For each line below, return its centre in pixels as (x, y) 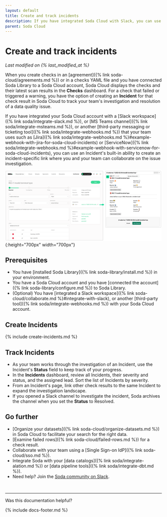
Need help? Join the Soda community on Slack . (61, 476)
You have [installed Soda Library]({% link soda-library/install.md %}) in (85, 272)
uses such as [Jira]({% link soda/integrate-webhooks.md (64, 137)
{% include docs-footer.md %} (37, 510)
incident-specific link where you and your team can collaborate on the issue (83, 159)
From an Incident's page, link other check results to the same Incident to (86, 386)
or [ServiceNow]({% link (124, 143)
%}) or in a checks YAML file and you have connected (107, 80)
